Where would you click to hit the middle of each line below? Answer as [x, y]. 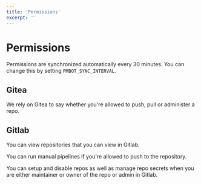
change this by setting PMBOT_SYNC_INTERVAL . [61, 71]
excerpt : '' [21, 18]
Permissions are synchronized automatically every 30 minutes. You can [95, 64]
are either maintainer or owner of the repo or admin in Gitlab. [82, 175]
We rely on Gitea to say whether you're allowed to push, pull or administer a [100, 104]
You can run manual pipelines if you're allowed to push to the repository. [97, 157]
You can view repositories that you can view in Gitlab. [73, 145]
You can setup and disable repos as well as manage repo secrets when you [100, 168]
